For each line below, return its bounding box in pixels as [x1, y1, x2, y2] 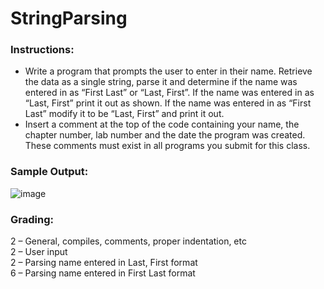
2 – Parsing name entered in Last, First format [10, 257, 198, 269]
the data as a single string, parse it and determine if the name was [24, 76, 298, 88]
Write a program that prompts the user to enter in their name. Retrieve [24, 65, 313, 77]
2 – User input [10, 246, 68, 258]
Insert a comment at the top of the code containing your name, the [24, 118, 300, 131]
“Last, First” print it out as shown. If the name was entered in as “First [24, 97, 312, 109]
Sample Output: [10, 165, 89, 179]
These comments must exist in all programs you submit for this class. [24, 140, 311, 152]
